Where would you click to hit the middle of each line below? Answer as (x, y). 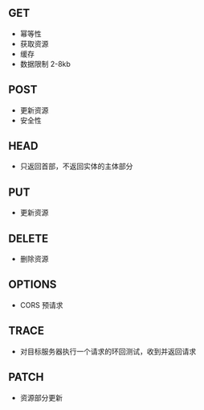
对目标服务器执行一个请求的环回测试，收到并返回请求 (108, 351)
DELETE (29, 238)
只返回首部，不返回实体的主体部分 (76, 166)
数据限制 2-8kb (45, 64)
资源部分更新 (41, 397)
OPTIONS (33, 285)
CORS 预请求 (41, 304)
